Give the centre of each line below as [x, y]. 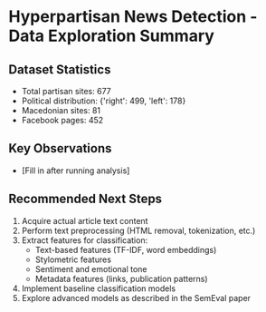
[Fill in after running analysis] [76, 171]
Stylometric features [73, 259]
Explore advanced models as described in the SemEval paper [136, 297]
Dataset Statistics [60, 69]
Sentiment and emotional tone [91, 268]
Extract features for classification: [85, 240]
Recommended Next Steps [85, 199]
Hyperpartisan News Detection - [133, 17]
